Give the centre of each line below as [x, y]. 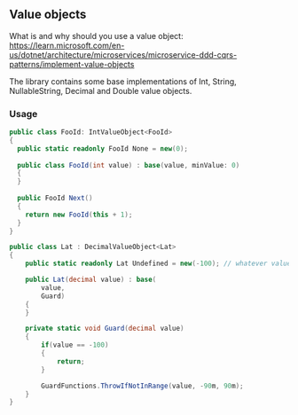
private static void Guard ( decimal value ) [105, 329]
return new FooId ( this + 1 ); [79, 215]
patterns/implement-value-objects [72, 64]
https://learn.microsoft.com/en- [67, 45]
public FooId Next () [55, 199]
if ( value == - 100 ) [75, 345]
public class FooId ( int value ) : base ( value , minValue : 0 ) [129, 165]
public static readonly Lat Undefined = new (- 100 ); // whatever [146, 264]
